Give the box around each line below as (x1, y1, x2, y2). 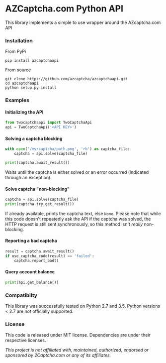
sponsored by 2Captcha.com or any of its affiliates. (5, 352, 111, 359)
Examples (5, 97, 30, 104)
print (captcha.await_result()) (5, 160, 70, 165)
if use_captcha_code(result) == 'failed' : (5, 253, 94, 258)
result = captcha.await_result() (5, 249, 75, 254)
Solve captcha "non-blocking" (5, 186, 70, 192)
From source (5, 67, 31, 73)
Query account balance (5, 269, 55, 275)
